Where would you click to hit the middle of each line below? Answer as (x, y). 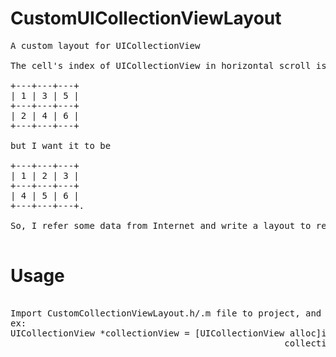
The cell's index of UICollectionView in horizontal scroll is (168, 65)
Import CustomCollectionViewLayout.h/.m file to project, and (166, 313)
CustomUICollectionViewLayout (146, 18)
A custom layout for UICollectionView (105, 45)
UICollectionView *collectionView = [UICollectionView (147, 333)
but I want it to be (61, 145)
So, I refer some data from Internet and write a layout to (161, 225)
